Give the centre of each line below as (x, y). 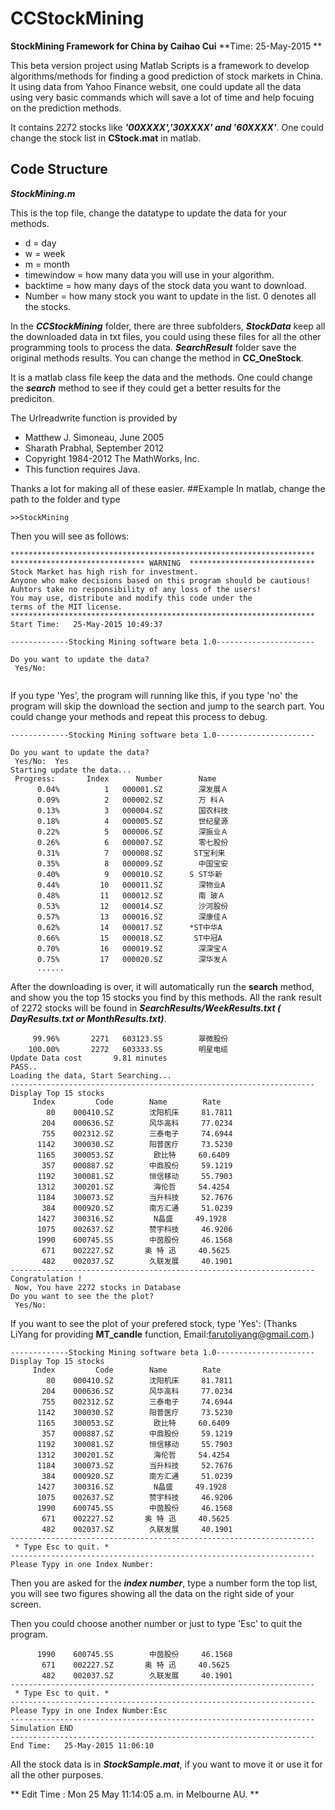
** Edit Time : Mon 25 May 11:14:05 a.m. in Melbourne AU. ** (135, 1794)
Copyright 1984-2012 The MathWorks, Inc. (112, 458)
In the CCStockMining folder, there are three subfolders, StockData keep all (168, 326)
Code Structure (59, 169)
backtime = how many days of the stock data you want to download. (165, 285)
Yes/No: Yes (42, 761)
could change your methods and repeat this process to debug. (139, 716)
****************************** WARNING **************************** (162, 563)
